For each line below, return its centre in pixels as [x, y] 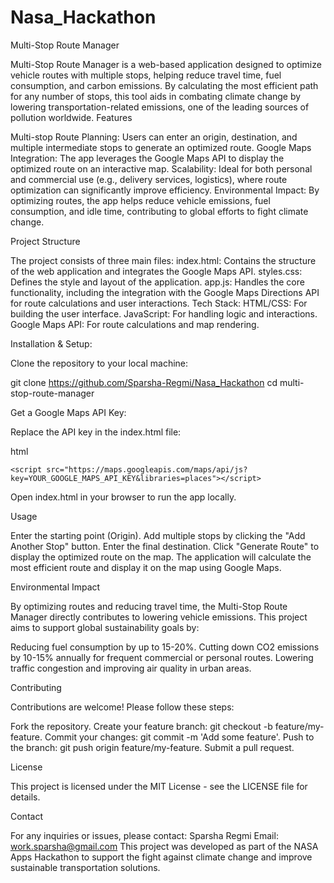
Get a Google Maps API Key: [68, 412]
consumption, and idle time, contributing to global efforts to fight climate [159, 211]
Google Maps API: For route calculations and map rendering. [135, 324]
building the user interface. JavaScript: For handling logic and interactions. [164, 313]
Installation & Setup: [51, 343]
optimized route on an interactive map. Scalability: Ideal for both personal [161, 168]
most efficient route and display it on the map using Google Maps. [146, 567]
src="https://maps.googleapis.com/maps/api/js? [147, 469]
